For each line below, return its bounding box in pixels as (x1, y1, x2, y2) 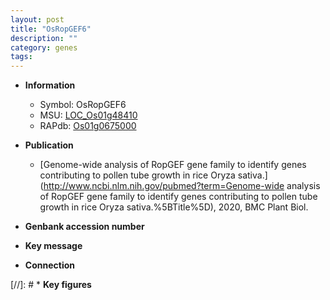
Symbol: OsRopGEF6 (39, 99, 127, 111)
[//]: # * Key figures (10, 279, 92, 291)
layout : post (10, 14, 65, 25)
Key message (24, 240, 83, 252)
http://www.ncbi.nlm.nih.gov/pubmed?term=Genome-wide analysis (43, 180, 321, 192)
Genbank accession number (24, 221, 145, 233)
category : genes (10, 42, 78, 53)
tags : (10, 52, 33, 62)
